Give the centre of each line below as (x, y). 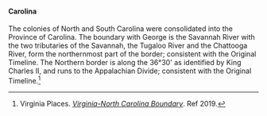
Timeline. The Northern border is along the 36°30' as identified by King (125, 63)
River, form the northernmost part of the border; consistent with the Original (132, 54)
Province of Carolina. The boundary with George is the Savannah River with (132, 37)
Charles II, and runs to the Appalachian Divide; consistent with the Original (130, 71)
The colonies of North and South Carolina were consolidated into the (120, 29)
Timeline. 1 (25, 80)
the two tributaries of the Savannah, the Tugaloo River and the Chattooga (128, 46)
